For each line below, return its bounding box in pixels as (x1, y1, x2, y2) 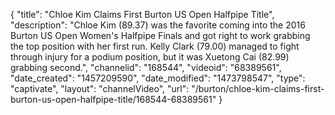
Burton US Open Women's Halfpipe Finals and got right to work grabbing (10, 30, 311, 41)
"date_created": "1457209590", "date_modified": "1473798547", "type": (10, 72, 306, 84)
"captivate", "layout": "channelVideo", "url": (10, 83, 190, 94)
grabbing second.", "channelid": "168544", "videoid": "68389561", (10, 62, 282, 73)
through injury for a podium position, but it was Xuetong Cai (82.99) (10, 51, 290, 63)
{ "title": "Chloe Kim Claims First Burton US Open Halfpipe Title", (10, 9, 275, 20)
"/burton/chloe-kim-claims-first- (191, 83, 325, 94)
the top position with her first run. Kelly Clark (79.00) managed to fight (10, 40, 300, 52)
